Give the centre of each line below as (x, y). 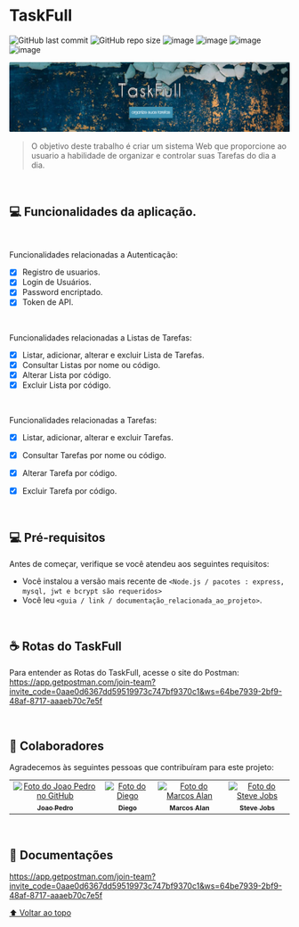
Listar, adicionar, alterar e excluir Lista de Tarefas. (113, 355)
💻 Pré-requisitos (57, 538)
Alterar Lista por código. (66, 374)
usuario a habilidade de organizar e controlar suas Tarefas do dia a (154, 156)
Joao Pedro (55, 808)
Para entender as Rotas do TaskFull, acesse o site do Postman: (125, 672)
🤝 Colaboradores (57, 747)
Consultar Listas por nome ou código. (91, 365)
